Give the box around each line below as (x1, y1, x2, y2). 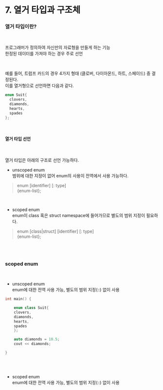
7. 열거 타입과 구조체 (5, 4, 81, 16)
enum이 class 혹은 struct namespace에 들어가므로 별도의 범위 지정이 (12, 212, 145, 218)
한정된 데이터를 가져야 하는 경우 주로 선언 (5, 51, 83, 57)
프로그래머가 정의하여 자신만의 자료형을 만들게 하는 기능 (5, 44, 110, 50)
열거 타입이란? (5, 23, 37, 30)
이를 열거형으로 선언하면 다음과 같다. (5, 83, 74, 88)
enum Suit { (5, 92, 27, 98)
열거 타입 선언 (5, 136, 31, 142)
